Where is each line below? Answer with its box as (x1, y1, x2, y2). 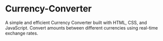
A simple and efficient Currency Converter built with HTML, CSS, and (5, 19, 147, 25)
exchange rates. (5, 30, 38, 36)
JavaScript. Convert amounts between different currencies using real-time (5, 24, 158, 30)
